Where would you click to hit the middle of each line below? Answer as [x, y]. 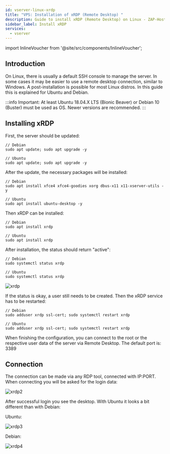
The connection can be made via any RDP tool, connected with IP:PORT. [80, 376]
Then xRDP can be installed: [35, 213]
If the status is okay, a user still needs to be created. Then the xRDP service [84, 296]
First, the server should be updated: [42, 135]
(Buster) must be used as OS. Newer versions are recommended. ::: [76, 108]
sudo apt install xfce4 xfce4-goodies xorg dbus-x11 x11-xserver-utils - [85, 186]
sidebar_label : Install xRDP [36, 24]
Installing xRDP [30, 124]
